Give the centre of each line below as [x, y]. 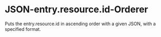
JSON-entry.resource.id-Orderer [76, 10]
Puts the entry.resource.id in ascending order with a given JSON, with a [80, 24]
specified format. [23, 29]
